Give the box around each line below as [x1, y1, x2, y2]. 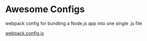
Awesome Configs [5, 4, 85, 15]
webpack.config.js [5, 30, 44, 36]
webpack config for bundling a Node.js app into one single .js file [5, 20, 142, 26]
